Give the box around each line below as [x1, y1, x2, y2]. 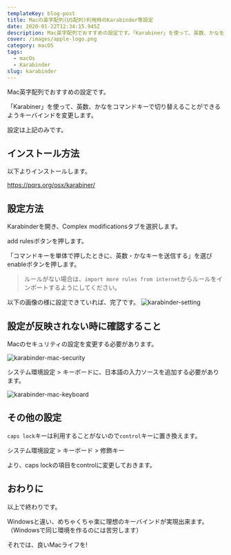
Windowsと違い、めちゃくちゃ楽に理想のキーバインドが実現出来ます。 [7, 517, 208, 525]
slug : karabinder [7, 68, 57, 74]
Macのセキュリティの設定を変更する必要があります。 [7, 339, 158, 348]
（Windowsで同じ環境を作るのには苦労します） [7, 525, 143, 534]
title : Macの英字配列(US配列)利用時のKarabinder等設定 [7, 17, 154, 23]
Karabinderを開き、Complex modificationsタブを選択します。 [7, 222, 181, 231]
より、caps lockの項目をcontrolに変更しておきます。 [7, 461, 157, 469]
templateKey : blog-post [7, 10, 76, 17]
